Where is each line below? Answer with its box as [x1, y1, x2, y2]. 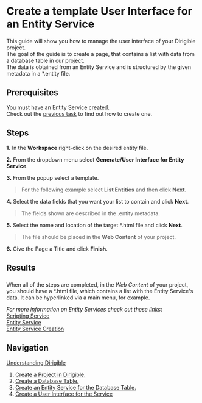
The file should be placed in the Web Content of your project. [21, 233, 176, 240]
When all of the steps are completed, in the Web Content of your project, [6, 280, 189, 288]
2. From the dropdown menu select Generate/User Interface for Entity [6, 155, 184, 163]
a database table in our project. [6, 57, 85, 64]
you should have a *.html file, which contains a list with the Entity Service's [6, 287, 193, 294]
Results [6, 262, 36, 273]
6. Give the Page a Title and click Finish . [6, 245, 108, 252]
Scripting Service [6, 312, 50, 319]
